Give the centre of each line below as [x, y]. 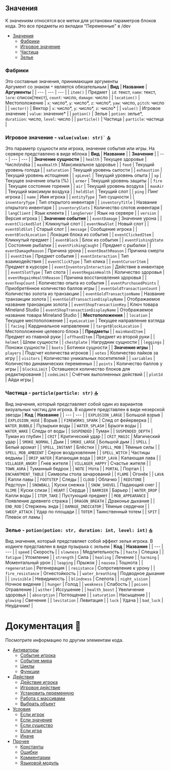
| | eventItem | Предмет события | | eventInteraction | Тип [67, 256]
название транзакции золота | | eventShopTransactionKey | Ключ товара [82, 305]
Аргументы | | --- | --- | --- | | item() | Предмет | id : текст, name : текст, [81, 92]
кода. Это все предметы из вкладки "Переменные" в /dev [68, 26]
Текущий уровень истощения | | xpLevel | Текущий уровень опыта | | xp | [83, 175]
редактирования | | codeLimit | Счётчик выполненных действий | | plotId [84, 375]
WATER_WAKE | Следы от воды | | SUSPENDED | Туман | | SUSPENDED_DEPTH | [79, 431]
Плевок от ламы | [24, 517]
